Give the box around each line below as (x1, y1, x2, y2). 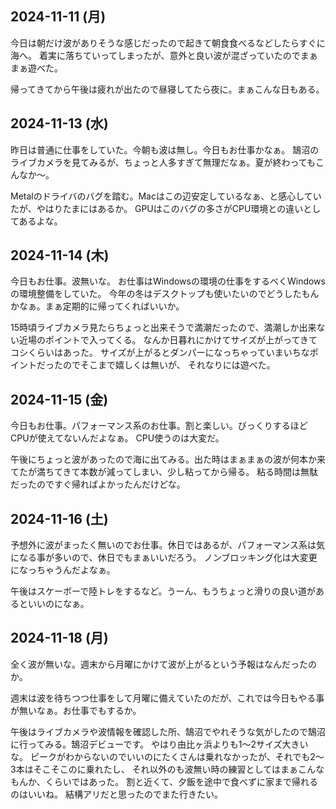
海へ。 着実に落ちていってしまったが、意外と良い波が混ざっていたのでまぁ (10, 49, 318, 61)
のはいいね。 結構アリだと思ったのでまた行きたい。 (10, 788, 223, 800)
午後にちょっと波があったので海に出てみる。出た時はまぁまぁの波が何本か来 (10, 453, 326, 466)
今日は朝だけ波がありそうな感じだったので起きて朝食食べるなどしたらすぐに (10, 37, 326, 49)
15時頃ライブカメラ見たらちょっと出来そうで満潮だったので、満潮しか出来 (10, 322, 317, 334)
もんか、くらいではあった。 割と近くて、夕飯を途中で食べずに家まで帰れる (10, 775, 319, 787)
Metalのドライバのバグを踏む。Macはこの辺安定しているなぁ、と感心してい (10, 190, 322, 202)
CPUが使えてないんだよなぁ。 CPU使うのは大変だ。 (10, 432, 225, 444)
